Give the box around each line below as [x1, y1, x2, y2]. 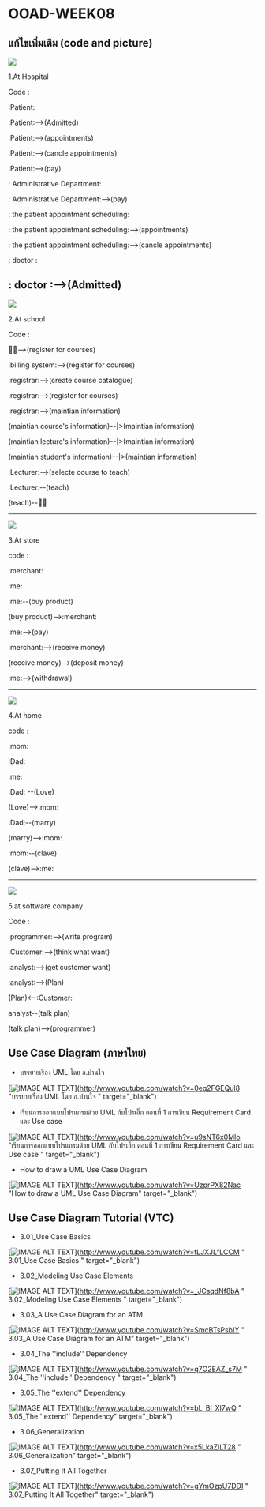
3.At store [8, 535, 40, 545]
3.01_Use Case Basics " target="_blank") [8, 1256, 140, 1265]
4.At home [8, 710, 42, 720]
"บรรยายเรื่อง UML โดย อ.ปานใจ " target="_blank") [8, 1092, 157, 1101]
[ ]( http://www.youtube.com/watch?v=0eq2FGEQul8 [8, 1083, 241, 1092]
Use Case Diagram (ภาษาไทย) [8, 1047, 147, 1060]
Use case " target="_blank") [8, 1149, 100, 1159]
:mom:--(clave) [8, 848, 58, 858]
